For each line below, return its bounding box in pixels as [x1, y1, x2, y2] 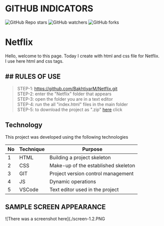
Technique [19, 146, 45, 152]
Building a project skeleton [49, 154, 111, 161]
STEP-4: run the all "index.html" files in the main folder [17, 101, 128, 107]
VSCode [19, 186, 38, 193]
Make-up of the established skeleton [49, 162, 135, 169]
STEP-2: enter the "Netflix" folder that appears [17, 91, 112, 97]
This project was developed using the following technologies [5, 134, 129, 140]
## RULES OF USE [5, 73, 61, 81]
